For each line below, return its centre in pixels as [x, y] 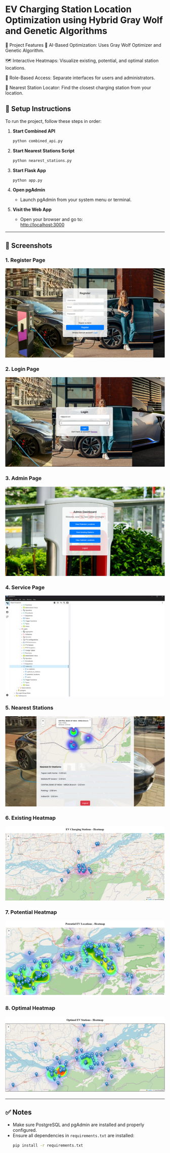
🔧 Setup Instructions [38, 109]
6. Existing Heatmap [31, 818]
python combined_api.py [38, 141]
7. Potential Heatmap [31, 912]
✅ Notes [18, 1113]
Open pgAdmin [29, 190]
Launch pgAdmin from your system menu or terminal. [76, 200]
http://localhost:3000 [42, 225]
